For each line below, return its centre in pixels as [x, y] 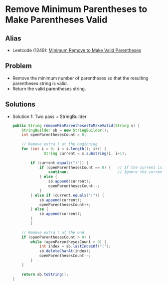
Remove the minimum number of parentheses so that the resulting [80, 78]
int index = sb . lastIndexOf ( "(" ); [75, 246]
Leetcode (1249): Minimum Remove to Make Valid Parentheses [77, 50]
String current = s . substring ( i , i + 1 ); [85, 153]
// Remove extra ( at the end [53, 232]
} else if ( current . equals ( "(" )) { [68, 195]
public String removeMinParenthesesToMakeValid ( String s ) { [76, 125]
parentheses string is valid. [40, 83]
